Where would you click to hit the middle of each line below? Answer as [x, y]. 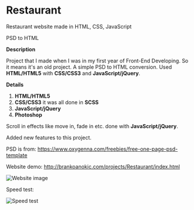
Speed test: [20, 189]
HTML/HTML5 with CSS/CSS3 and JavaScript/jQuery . [73, 73]
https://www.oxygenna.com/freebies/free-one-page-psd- [108, 149]
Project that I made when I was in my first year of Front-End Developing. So [97, 61]
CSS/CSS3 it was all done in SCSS [56, 102]
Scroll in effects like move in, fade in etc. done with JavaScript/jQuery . [92, 126]
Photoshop [28, 115]
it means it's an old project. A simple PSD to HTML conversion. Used [89, 67]
